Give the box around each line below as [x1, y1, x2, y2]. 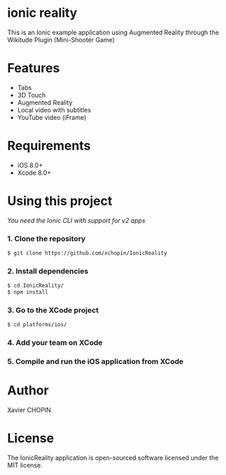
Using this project [7, 193, 113, 208]
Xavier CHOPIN [7, 406, 51, 414]
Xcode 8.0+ [17, 168, 52, 177]
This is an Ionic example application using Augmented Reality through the [7, 28, 219, 36]
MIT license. [7, 461, 43, 469]
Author [7, 382, 49, 399]
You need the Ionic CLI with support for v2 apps [7, 216, 146, 225]
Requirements [7, 138, 91, 154]
